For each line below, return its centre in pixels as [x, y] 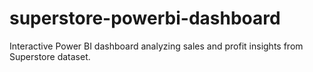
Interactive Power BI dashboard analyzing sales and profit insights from [156, 46]
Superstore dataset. [50, 56]
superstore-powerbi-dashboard [145, 18]
